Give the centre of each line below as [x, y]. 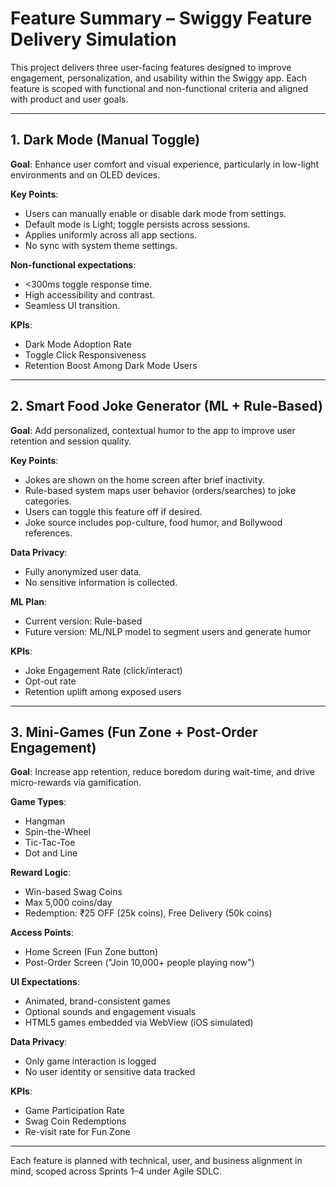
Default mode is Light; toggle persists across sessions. [137, 224]
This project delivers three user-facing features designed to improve [151, 67]
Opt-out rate [50, 681]
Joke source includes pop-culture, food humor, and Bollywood [153, 522]
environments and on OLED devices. [85, 174]
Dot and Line [51, 853]
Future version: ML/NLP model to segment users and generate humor [168, 631]
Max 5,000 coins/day [68, 903]
